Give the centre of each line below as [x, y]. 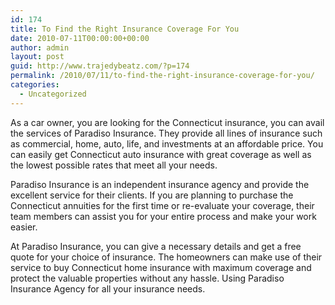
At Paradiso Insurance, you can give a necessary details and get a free [156, 246]
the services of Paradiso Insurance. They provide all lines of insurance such [166, 133]
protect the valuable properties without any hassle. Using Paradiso [147, 278]
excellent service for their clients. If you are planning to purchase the [152, 195]
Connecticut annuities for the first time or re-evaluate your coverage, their [162, 205]
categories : [35, 85]
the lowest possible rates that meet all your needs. [114, 165]
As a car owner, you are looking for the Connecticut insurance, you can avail [167, 122]
